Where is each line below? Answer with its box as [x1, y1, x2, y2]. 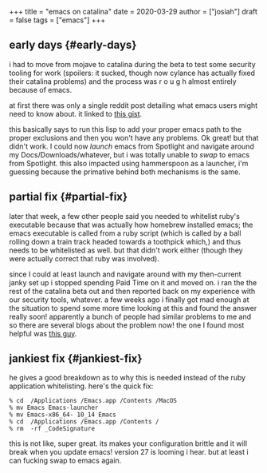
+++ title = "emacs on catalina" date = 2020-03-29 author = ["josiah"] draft [9, 7, 258, 16]
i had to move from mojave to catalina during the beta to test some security [9, 59, 256, 69]
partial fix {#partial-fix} [9, 190, 128, 204]
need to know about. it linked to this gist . [9, 109, 143, 118]
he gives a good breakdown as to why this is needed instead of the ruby [9, 373, 246, 383]
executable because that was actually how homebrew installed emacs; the [9, 220, 253, 229]
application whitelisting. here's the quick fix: [9, 381, 154, 391]
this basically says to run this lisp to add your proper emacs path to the [9, 124, 242, 134]
